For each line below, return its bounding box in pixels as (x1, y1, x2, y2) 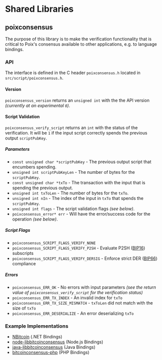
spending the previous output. (12, 185, 73, 191)
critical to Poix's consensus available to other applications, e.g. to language (5, 41, 157, 47)
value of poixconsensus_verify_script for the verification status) (12, 289, 143, 295)
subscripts (12, 250, 34, 256)
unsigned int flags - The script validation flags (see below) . (12, 205, 135, 212)
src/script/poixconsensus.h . (5, 75, 64, 81)
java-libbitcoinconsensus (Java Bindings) (12, 344, 95, 350)
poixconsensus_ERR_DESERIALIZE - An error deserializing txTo (12, 310, 134, 316)
